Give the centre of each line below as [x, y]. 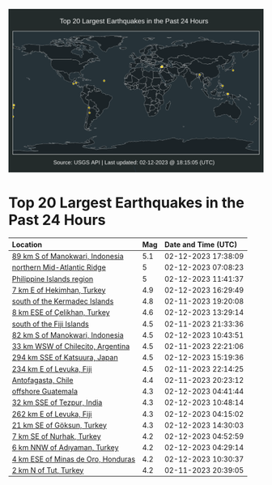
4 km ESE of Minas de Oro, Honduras [74, 459]
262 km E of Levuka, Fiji [52, 414]
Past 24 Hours [57, 220]
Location [27, 245]
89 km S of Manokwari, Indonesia [68, 257]
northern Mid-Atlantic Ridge [59, 267]
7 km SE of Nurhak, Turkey [56, 436]
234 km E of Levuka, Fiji [52, 368]
